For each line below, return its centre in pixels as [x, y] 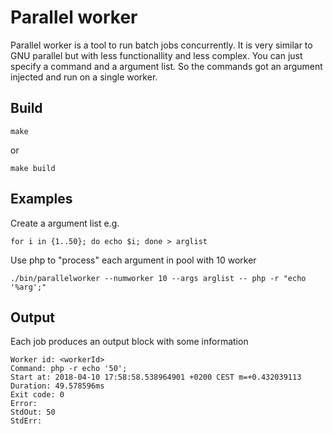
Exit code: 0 [37, 395]
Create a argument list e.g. [65, 223]
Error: [24, 404]
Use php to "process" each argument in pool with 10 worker [133, 260]
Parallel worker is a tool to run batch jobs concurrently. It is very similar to [161, 45]
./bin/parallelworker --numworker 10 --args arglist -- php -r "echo [158, 278]
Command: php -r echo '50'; [69, 369]
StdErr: [26, 421]
